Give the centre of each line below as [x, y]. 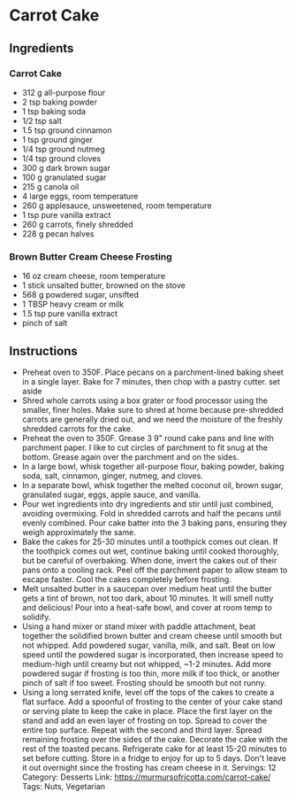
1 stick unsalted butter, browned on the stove [103, 285]
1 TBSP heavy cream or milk [73, 304]
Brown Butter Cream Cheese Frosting [91, 256]
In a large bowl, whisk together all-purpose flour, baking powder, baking [153, 466]
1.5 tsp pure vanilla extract [69, 314]
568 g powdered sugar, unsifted [80, 295]
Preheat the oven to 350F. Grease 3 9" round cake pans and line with [148, 438]
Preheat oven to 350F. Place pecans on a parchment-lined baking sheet [153, 372]
